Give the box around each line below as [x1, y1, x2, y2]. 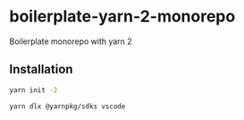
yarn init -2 [9, 85, 58, 95]
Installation [9, 62, 73, 77]
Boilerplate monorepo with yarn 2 [9, 36, 132, 47]
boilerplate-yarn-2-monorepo [9, 6, 236, 27]
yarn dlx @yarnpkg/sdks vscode [9, 101, 126, 111]
